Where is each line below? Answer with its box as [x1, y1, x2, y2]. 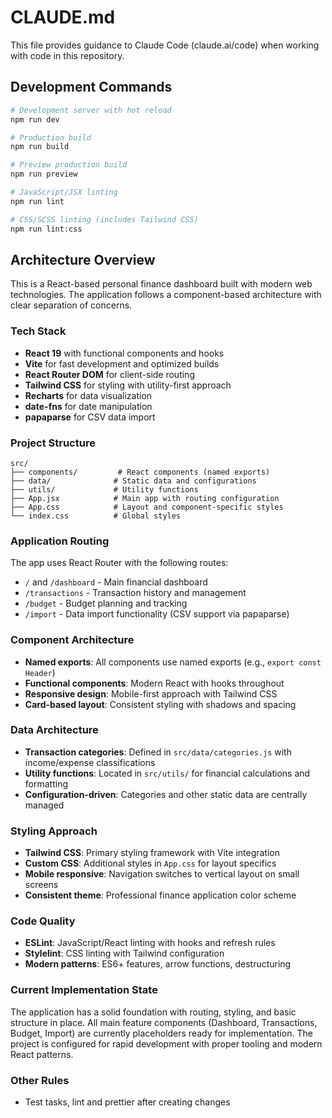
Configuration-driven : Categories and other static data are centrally [24, 788, 308, 800]
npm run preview [10, 169, 78, 180]
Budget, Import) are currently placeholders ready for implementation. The [10, 1027, 313, 1039]
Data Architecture [10, 723, 99, 737]
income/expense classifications [24, 756, 156, 768]
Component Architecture [10, 633, 135, 647]
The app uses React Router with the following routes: [10, 557, 229, 569]
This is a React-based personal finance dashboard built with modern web [10, 278, 313, 290]
